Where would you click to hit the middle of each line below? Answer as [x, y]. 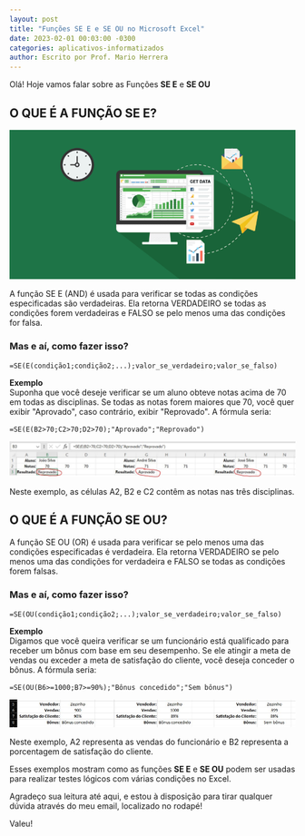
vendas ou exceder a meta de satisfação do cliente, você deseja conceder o [152, 660]
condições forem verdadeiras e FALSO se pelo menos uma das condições [148, 312]
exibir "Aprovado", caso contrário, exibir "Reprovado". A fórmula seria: [141, 411]
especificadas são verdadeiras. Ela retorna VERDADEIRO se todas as [138, 303]
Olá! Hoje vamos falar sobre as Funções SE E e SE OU [110, 84]
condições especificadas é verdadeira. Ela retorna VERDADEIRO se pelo [144, 551]
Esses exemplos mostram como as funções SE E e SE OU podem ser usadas [152, 769]
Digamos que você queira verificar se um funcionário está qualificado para [149, 641]
